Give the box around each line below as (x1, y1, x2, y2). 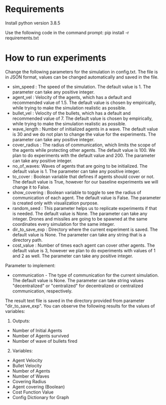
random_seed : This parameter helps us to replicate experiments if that (12, 205, 157, 211)
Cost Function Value (12, 389, 54, 395)
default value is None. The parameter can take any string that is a (12, 231, 146, 237)
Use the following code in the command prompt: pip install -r (5, 29, 129, 35)
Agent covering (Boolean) (12, 384, 65, 390)
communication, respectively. (12, 288, 73, 294)
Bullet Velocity (12, 362, 42, 369)
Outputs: (12, 317, 31, 324)
